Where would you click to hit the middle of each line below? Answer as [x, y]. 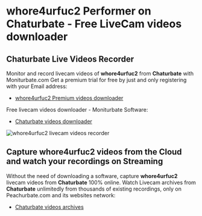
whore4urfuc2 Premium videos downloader [69, 98]
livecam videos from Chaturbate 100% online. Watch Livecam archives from [101, 182]
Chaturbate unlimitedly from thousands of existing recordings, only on [94, 189]
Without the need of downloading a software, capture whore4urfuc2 [92, 176]
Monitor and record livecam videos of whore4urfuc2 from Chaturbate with [100, 73]
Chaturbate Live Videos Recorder [70, 59]
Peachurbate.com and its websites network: [61, 195]
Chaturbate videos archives [49, 207]
